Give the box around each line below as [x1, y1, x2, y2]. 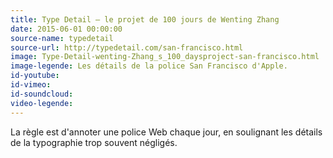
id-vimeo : [10, 80, 52, 90]
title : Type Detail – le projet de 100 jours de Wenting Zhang [10, 14, 280, 25]
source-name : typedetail [10, 33, 114, 43]
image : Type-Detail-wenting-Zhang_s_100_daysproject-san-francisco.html [10, 52, 320, 62]
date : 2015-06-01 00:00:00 [10, 24, 123, 34]
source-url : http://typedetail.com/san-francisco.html [10, 42, 244, 53]
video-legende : [10, 98, 74, 108]
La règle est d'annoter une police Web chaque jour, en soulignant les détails [10, 126, 323, 138]
